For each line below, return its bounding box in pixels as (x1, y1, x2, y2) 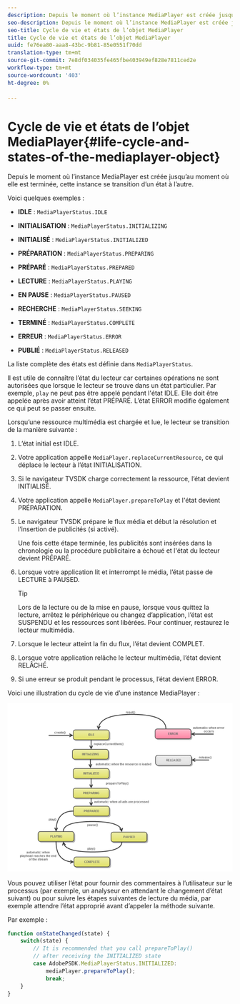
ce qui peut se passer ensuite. (7, 404, 96, 413)
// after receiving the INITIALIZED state (33, 953, 161, 960)
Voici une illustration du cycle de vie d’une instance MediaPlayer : (7, 689, 200, 698)
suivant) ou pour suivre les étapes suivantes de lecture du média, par (7, 893, 211, 903)
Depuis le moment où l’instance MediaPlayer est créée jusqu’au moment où (7, 172, 229, 181)
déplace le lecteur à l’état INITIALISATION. (17, 461, 142, 469)
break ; (45, 975, 66, 982)
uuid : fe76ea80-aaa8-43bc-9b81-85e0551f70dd (7, 41, 142, 49)
